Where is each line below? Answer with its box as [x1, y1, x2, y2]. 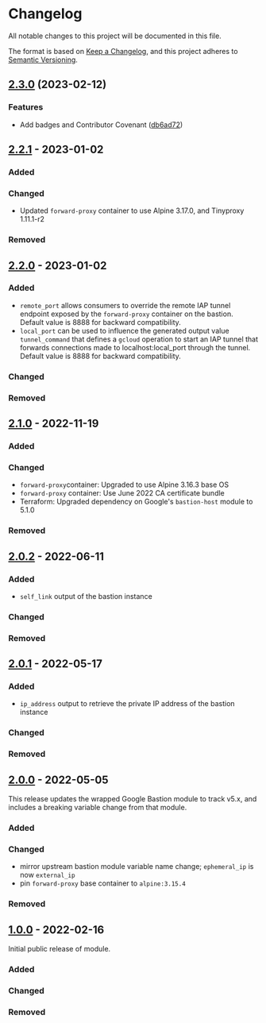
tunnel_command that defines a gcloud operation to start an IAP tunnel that [19, 334, 259, 344]
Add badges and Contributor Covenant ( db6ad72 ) [19, 120, 183, 129]
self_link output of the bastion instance [19, 591, 152, 600]
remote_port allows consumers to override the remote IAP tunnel [19, 300, 231, 310]
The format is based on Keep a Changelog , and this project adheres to [8, 46, 238, 56]
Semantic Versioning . [8, 55, 78, 64]
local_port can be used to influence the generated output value [19, 326, 229, 335]
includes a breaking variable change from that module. [8, 803, 187, 813]
